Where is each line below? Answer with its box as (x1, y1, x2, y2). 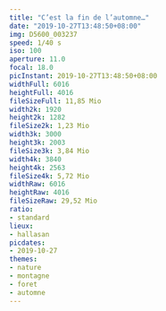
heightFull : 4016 (9, 88, 74, 97)
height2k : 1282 (9, 113, 66, 122)
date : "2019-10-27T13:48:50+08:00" (9, 22, 142, 30)
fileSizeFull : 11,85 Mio (9, 96, 102, 106)
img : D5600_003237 (9, 30, 78, 39)
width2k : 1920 (9, 105, 62, 114)
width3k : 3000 (9, 130, 62, 139)
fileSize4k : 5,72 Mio (9, 171, 90, 180)
